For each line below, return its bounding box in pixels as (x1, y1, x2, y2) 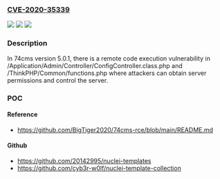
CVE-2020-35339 (7, 5, 71, 14)
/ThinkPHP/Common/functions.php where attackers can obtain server (7, 69, 207, 77)
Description (7, 39, 48, 48)
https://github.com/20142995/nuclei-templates (17, 156, 152, 165)
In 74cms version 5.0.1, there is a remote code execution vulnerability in (7, 54, 211, 63)
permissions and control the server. (7, 76, 109, 84)
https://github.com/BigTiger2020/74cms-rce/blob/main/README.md (17, 125, 213, 134)
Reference (7, 110, 38, 118)
